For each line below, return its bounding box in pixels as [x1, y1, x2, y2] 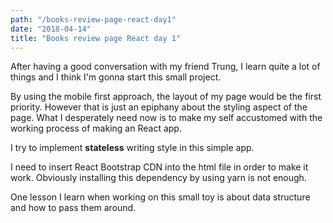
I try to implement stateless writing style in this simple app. [10, 142, 255, 154]
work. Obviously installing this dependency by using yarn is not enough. [10, 172, 307, 184]
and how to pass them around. [10, 202, 137, 214]
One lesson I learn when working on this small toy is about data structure [10, 191, 311, 203]
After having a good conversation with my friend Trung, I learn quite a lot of [10, 61, 321, 73]
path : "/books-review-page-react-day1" [10, 14, 177, 25]
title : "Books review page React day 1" [10, 33, 182, 43]
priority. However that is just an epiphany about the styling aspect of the [10, 101, 308, 113]
